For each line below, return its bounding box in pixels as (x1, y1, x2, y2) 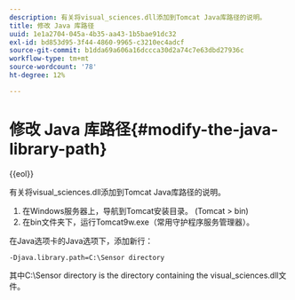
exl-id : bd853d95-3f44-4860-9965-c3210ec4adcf (9, 37, 185, 47)
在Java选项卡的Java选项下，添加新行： (9, 235, 154, 246)
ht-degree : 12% (9, 71, 66, 80)
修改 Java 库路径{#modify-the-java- (9, 119, 279, 139)
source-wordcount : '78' (9, 63, 98, 72)
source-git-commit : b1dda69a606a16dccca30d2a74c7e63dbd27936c (9, 46, 244, 55)
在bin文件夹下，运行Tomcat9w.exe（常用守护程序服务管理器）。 (21, 217, 255, 227)
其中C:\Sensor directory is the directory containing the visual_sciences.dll (9, 270, 279, 280)
